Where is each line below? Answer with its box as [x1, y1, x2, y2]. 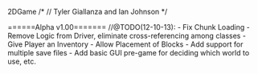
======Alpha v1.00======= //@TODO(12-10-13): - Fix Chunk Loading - [7, 23, 250, 31]
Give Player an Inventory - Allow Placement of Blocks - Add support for [7, 39, 244, 49]
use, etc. [7, 56, 37, 66]
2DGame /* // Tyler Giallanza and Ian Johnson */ [7, 7, 168, 16]
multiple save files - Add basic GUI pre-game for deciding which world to [7, 48, 250, 57]
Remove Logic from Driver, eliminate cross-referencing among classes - [7, 31, 247, 40]
